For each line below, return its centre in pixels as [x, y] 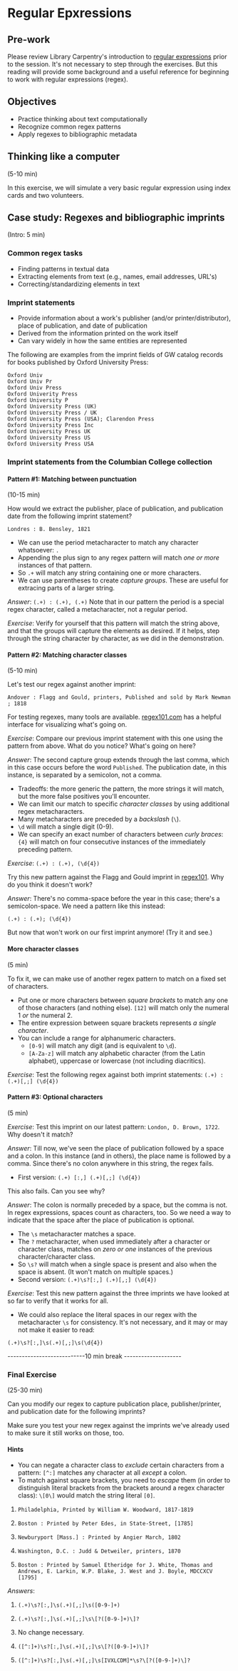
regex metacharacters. [51, 812]
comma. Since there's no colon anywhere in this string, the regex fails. [110, 1163]
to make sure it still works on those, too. [66, 1433]
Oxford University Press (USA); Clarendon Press [81, 419]
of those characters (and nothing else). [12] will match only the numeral [123, 1007]
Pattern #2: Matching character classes [67, 655]
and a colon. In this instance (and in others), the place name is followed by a [119, 1156]
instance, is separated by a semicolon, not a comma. [85, 775]
